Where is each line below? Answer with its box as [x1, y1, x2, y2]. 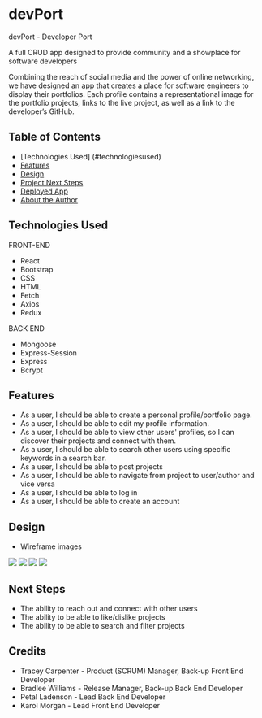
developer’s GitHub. [8, 107, 75, 116]
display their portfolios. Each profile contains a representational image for [8, 89, 254, 98]
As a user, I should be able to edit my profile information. [19, 419, 209, 429]
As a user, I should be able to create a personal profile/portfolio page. [19, 410, 253, 420]
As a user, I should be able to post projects [19, 462, 164, 472]
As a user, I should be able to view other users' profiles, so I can [19, 428, 235, 437]
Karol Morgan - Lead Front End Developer [19, 700, 161, 710]
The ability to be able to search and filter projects [19, 621, 185, 630]
